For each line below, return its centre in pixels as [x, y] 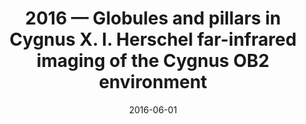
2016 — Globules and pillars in [153, 18]
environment [153, 82]
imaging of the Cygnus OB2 [153, 61]
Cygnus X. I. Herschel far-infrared [153, 39]
